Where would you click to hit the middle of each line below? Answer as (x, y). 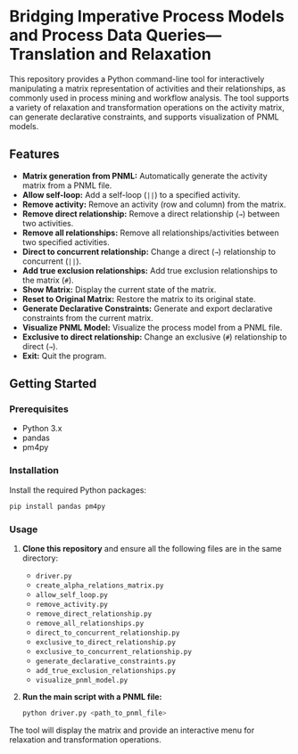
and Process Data (76, 35)
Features (34, 155)
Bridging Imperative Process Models (147, 16)
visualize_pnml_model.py (82, 680)
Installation (34, 471)
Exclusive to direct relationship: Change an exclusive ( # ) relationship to (154, 337)
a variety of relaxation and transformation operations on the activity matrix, (147, 107)
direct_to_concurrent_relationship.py (108, 633)
